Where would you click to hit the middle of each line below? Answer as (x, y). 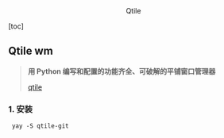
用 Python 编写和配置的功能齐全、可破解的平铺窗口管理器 (122, 71)
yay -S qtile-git (40, 126)
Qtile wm (31, 51)
